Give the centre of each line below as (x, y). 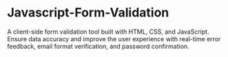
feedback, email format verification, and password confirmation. (98, 46)
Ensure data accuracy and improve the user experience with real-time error (114, 38)
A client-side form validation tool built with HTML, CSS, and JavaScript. (108, 32)
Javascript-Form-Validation (88, 13)
